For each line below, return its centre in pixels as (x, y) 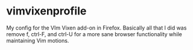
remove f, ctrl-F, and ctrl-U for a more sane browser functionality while (94, 34)
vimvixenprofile (46, 11)
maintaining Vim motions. (38, 40)
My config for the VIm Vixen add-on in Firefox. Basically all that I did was (96, 28)
